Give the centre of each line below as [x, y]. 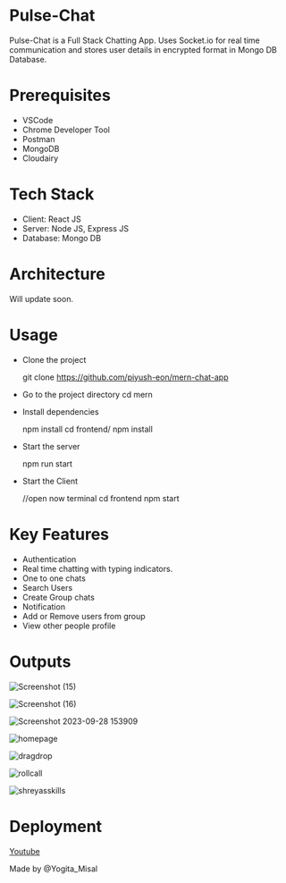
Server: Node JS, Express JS [76, 228]
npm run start [47, 463]
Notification [43, 606]
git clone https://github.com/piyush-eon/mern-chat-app [126, 377]
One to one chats [54, 578]
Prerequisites [60, 96]
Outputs [40, 661]
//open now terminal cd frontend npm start [101, 498]
